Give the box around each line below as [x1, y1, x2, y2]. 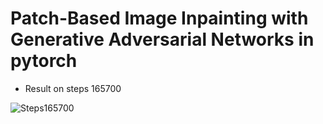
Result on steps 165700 [24, 82, 122, 94]
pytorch [10, 50, 78, 72]
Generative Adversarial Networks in [10, 28, 315, 51]
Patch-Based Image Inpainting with [10, 7, 309, 30]
